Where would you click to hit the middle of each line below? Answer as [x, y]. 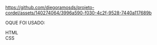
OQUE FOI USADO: [25, 23]
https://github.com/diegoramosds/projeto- [50, 7]
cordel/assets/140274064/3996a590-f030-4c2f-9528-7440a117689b [78, 13]
